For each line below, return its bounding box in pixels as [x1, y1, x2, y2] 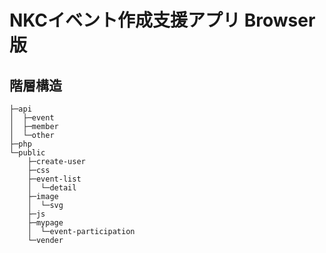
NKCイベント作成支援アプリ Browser [9, 9, 316, 32]
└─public [9, 148, 46, 158]
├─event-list [27, 174, 82, 184]
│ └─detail [27, 183, 77, 193]
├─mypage [27, 218, 64, 228]
